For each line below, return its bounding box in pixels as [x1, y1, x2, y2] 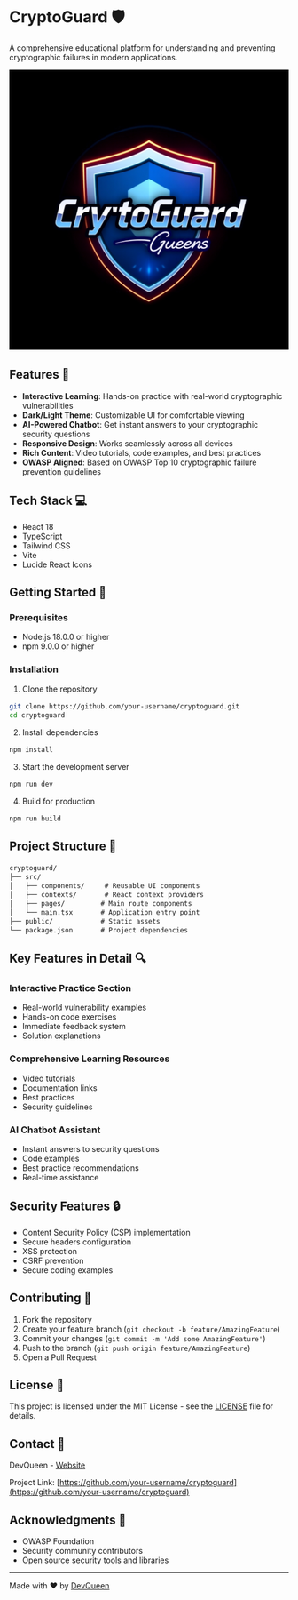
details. [9, 1411, 36, 1421]
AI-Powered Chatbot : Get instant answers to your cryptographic [21, 419, 259, 429]
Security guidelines [21, 1101, 93, 1112]
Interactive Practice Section [9, 982, 132, 995]
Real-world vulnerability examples [21, 1002, 147, 1013]
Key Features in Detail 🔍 [9, 951, 146, 966]
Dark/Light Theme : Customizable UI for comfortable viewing [21, 410, 246, 420]
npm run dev [9, 780, 53, 789]
